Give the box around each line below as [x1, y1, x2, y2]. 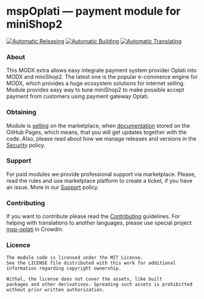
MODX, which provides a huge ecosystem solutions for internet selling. [6, 79, 185, 87]
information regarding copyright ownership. [6, 265, 122, 271]
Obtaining [6, 108, 37, 117]
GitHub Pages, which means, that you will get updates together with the [6, 128, 187, 136]
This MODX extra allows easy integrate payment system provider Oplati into [6, 67, 197, 74]
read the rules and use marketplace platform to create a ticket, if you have [6, 177, 192, 184]
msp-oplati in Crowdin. [6, 226, 64, 233]
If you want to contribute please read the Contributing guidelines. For [6, 213, 180, 220]
